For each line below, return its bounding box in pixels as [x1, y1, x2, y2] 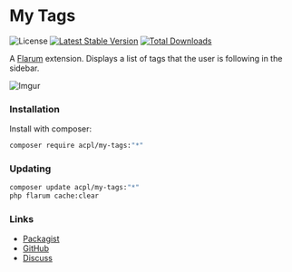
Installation [9, 102, 61, 115]
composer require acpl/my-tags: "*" [9, 141, 144, 151]
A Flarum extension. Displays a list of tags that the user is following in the [9, 53, 283, 63]
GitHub [22, 243, 50, 254]
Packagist [22, 233, 61, 245]
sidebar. [9, 63, 40, 73]
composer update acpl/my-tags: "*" [9, 183, 141, 192]
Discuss [22, 253, 53, 264]
